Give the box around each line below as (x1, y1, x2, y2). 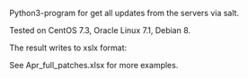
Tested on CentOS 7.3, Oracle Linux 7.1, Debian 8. (9, 25, 191, 35)
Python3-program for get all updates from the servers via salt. (9, 8, 240, 18)
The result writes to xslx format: (9, 42, 128, 53)
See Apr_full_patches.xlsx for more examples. (9, 60, 179, 70)
